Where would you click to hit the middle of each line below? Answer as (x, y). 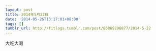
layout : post (19, 10)
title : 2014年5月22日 (27, 14)
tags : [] (14, 24)
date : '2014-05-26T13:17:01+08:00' (43, 19)
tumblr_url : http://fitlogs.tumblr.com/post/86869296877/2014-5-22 (78, 28)
